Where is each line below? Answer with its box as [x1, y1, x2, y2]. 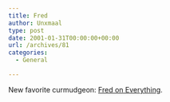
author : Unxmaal [8, 19, 62, 27]
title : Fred [8, 11, 48, 20]
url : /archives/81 [8, 41, 69, 49]
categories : [8, 49, 48, 57]
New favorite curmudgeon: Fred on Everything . [8, 84, 164, 94]
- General [15, 57, 48, 65]
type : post [8, 26, 45, 34]
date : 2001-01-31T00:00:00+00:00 [8, 33, 120, 42]
